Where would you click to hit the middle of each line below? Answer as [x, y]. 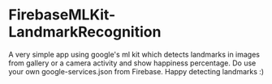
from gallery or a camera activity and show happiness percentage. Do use [132, 63]
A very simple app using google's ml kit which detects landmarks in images [134, 54]
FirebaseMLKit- [62, 15]
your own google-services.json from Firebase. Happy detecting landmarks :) [136, 71]
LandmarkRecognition [85, 32]
